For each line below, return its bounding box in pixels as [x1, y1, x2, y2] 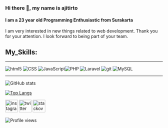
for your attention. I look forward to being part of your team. [5, 33, 128, 39]
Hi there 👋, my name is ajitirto [5, 4, 78, 11]
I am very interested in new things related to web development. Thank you [5, 28, 158, 34]
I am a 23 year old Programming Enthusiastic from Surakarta [5, 17, 133, 23]
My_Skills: [5, 47, 37, 56]
